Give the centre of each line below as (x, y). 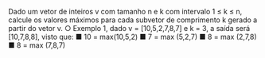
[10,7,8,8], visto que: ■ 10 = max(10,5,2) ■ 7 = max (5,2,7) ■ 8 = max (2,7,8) (132, 37)
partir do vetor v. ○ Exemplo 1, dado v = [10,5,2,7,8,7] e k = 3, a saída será (129, 28)
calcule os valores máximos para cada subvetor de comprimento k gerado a (133, 20)
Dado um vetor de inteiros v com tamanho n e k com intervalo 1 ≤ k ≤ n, (125, 12)
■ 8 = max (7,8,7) (37, 45)
